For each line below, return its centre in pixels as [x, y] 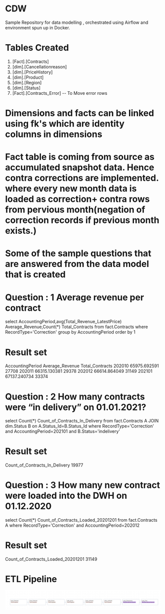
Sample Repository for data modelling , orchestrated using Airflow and [77, 22]
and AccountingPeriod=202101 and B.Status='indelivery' [62, 431]
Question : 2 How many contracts [75, 396]
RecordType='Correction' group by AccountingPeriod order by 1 [70, 332]
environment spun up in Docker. [38, 27]
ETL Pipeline [31, 579]
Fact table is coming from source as [80, 157]
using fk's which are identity [65, 124]
